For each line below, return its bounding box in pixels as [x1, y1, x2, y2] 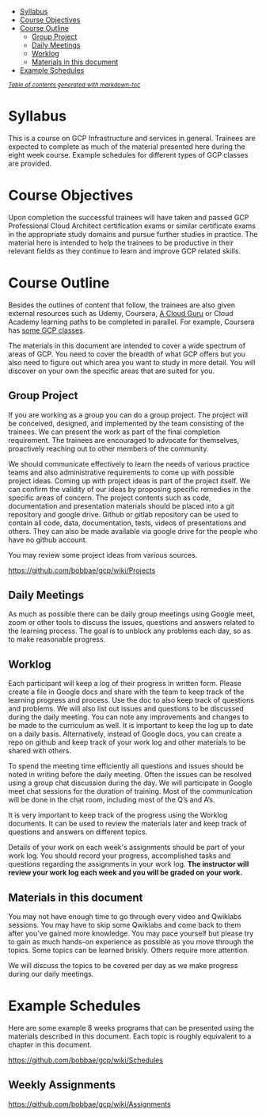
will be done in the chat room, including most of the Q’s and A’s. [8, 795, 215, 805]
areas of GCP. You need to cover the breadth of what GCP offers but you [8, 349, 245, 359]
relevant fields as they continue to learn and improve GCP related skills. [8, 246, 241, 256]
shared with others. [8, 746, 71, 756]
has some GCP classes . [8, 325, 85, 335]
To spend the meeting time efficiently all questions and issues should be [8, 761, 244, 771]
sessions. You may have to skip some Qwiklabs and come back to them [8, 921, 241, 930]
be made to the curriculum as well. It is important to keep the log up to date [8, 721, 253, 730]
